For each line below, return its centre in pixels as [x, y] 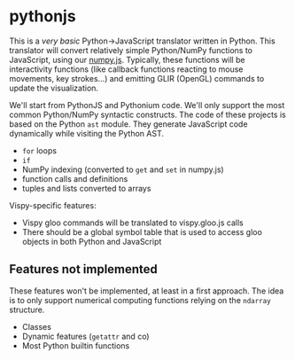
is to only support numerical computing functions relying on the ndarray [140, 300]
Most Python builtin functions [76, 345]
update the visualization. [54, 88]
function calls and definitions [75, 178]
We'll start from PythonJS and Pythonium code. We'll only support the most [147, 105]
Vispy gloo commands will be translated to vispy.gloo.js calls [132, 223]
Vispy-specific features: [53, 205]
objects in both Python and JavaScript [92, 241]
